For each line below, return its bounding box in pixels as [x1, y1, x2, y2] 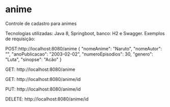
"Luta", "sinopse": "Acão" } [5, 56, 62, 62]
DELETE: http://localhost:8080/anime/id [5, 96, 89, 102]
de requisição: [5, 36, 36, 42]
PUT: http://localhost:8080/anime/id [5, 86, 81, 92]
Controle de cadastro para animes [5, 20, 77, 26]
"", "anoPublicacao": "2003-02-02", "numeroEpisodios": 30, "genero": [5, 51, 154, 57]
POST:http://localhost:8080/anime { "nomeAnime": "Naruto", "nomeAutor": [5, 45, 162, 51]
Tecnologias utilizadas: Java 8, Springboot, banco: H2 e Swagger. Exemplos [5, 30, 165, 36]
